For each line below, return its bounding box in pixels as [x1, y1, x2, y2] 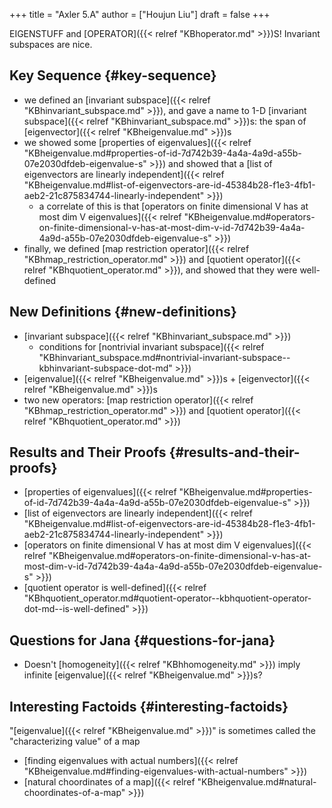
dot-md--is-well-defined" [23, 603, 130, 615]
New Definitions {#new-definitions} [9, 304, 237, 321]
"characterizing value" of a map [9, 735, 141, 748]
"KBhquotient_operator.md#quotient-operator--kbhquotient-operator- [23, 592, 312, 604]
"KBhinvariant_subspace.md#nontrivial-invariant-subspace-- [38, 351, 291, 363]
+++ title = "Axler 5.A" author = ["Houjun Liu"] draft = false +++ [9, 9, 271, 20]
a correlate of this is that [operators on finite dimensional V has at [38, 200, 309, 212]
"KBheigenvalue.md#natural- [197, 776, 317, 788]
